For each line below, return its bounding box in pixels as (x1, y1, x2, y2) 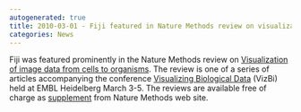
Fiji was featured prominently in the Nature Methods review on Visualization (9, 55, 288, 65)
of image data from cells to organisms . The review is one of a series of (9, 64, 271, 74)
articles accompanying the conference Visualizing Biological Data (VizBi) (9, 73, 278, 84)
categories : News (9, 30, 74, 39)
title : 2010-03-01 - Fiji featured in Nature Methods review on (9, 22, 254, 30)
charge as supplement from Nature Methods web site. (9, 92, 209, 103)
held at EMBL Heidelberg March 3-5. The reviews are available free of (9, 82, 267, 94)
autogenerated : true (9, 13, 87, 22)
